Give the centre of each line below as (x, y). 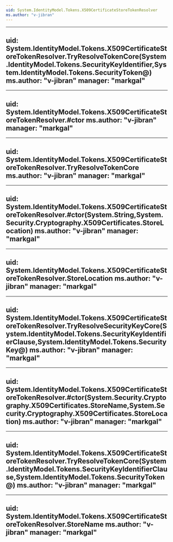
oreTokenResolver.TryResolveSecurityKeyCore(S (86, 326)
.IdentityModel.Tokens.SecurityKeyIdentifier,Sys (86, 64)
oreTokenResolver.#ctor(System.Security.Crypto (86, 397)
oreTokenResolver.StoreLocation (60, 279)
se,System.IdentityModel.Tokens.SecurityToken (85, 477)
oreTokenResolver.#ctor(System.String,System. (85, 215)
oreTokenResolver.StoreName (55, 525)
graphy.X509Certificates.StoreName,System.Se (85, 406)
